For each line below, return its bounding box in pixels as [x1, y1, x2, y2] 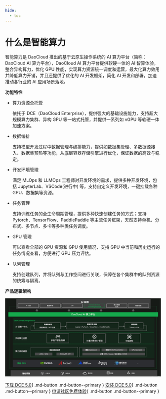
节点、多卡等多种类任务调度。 [29, 223, 90, 229]
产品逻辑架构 [5, 288, 31, 294]
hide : [5, 8, 16, 13]
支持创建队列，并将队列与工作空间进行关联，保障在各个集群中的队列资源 [12, 272, 160, 278]
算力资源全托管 [12, 100, 43, 106]
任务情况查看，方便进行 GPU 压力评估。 [12, 250, 94, 256]
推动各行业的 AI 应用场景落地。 [5, 79, 68, 85]
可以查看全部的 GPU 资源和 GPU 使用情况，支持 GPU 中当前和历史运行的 [12, 244, 160, 250]
